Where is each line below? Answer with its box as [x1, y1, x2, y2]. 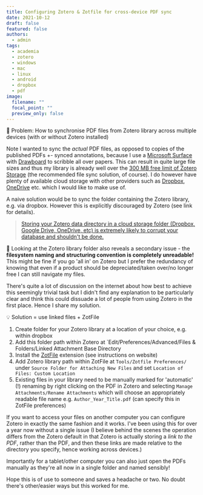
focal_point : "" [12, 104, 53, 111]
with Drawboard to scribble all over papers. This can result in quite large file [6, 158, 196, 166]
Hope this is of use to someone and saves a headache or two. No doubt [6, 476, 185, 483]
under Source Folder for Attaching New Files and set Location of [15, 365, 184, 372]
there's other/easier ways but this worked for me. [6, 482, 130, 490]
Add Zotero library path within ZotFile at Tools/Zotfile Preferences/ [15, 358, 187, 365]
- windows [12, 59, 36, 66]
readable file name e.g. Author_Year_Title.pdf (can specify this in [15, 396, 180, 403]
